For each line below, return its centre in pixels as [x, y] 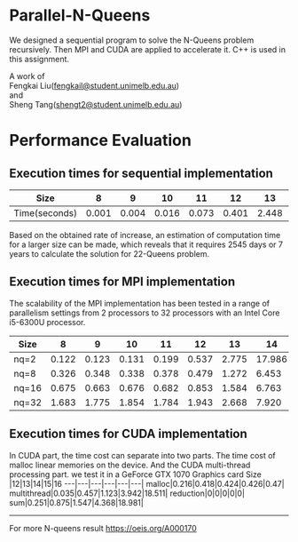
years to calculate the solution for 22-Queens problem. [110, 253]
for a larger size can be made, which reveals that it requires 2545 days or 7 [146, 244]
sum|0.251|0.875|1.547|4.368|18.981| [76, 502]
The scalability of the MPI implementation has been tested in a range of [140, 303]
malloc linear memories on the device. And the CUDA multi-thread [130, 465]
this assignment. [39, 59]
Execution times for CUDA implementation [129, 434]
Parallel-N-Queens [80, 16]
